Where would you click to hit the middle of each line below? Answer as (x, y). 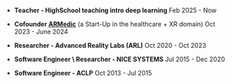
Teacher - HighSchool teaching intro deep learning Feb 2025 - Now (115, 10)
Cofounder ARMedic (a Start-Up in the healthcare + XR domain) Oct (115, 24)
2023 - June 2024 (41, 32)
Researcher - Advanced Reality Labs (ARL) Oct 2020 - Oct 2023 (110, 45)
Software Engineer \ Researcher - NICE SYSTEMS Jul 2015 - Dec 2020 (120, 59)
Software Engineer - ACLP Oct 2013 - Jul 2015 (83, 73)
